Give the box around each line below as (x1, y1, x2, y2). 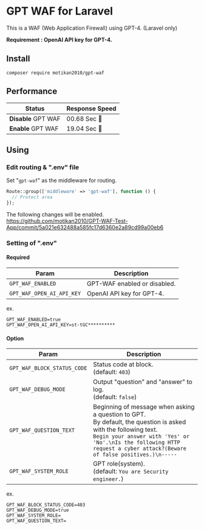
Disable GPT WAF (9, 114, 61, 122)
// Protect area (12, 194, 53, 201)
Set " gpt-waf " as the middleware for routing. (6, 177, 117, 184)
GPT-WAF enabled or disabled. (87, 280, 176, 287)
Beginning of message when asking (93, 403, 195, 411)
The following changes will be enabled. (6, 210, 104, 218)
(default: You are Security (93, 467, 169, 475)
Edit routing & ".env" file (6, 163, 80, 171)
